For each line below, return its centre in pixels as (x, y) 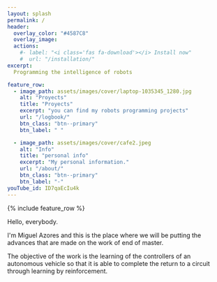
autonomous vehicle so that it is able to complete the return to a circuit (109, 263)
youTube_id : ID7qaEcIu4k (43, 188)
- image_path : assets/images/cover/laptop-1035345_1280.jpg (103, 91)
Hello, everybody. (32, 221)
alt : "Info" (37, 149)
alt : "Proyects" (44, 98)
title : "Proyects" (46, 104)
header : (18, 27)
